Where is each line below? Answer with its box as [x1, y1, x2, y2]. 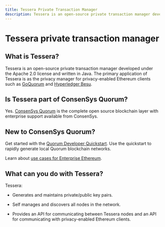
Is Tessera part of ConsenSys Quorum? [5, 95, 128, 103]
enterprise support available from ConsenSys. [5, 113, 98, 119]
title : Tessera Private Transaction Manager [5, 7, 98, 12]
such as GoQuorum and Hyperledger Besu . [5, 81, 92, 87]
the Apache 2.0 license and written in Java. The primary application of [5, 71, 147, 76]
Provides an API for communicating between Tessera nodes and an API [12, 211, 157, 217]
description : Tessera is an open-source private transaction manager [5, 12, 151, 17]
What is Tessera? [5, 52, 59, 61]
